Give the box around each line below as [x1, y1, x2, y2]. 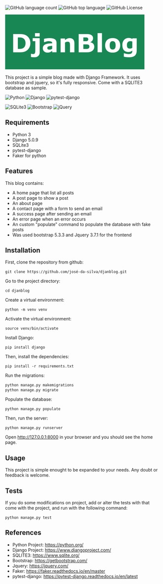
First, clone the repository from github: [5, 259, 84, 265]
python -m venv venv [5, 307, 48, 312]
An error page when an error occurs [12, 216, 86, 222]
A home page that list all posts [12, 190, 74, 196]
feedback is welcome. [5, 472, 50, 478]
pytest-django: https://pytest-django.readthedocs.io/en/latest [12, 573, 138, 579]
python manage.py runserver [5, 425, 63, 430]
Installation [5, 246, 41, 255]
